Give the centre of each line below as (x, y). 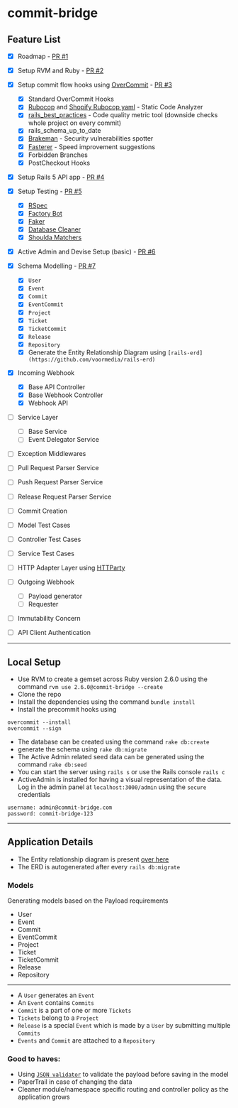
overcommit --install (39, 722)
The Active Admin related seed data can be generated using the (111, 757)
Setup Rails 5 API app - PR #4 (61, 177)
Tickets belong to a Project (58, 1018)
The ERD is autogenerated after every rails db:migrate (99, 867)
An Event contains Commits (56, 1003)
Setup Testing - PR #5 (50, 191)
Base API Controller (57, 387)
